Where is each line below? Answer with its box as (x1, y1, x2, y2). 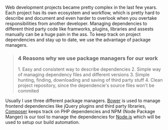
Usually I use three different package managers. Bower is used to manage (5, 97, 160, 104)
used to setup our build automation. (5, 119, 80, 125)
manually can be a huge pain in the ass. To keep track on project (5, 31, 141, 37)
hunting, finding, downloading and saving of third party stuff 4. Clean (17, 77, 163, 83)
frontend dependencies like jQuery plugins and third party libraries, (5, 103, 146, 109)
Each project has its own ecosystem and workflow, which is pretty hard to (5, 10, 160, 16)
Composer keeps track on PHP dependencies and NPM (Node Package (5, 109, 155, 115)
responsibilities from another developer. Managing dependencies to (5, 20, 148, 26)
